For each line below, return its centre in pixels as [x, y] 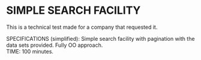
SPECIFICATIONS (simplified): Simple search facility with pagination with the [100, 38]
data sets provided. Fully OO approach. [55, 45]
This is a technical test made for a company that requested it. [82, 27]
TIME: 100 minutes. [30, 51]
